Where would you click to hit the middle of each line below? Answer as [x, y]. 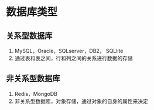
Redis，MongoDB [36, 94]
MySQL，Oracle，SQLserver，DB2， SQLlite [69, 51]
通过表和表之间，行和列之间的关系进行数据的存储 [73, 58]
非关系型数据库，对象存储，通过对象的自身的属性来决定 [81, 101]
